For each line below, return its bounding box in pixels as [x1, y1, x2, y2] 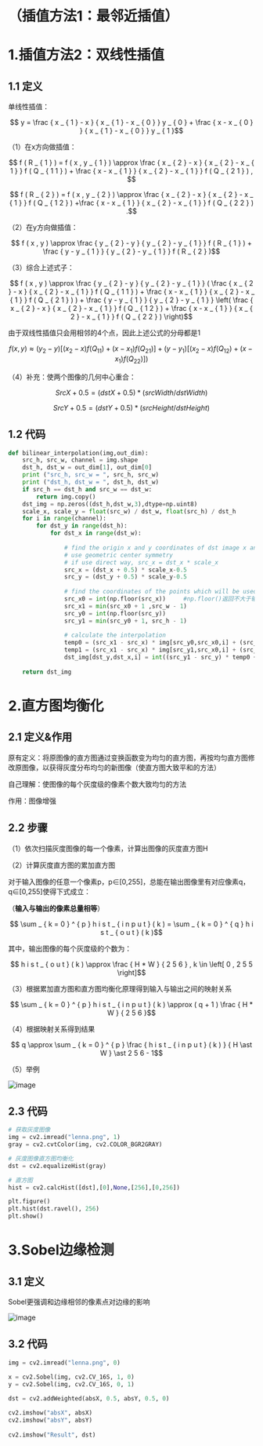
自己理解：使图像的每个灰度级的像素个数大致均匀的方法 [8, 779, 186, 789]
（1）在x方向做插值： [8, 142, 77, 152]
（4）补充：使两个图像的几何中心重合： [8, 372, 137, 382]
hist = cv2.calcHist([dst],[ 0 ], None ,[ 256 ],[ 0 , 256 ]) [8, 1183, 180, 1192]
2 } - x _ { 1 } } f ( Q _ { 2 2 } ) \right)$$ [70, 312, 193, 322]
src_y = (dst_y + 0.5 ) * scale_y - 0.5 [63, 573, 188, 581]
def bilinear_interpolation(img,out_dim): [8, 449, 149, 457]
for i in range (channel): [22, 515, 107, 523]
